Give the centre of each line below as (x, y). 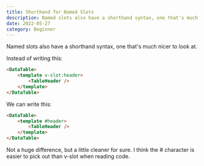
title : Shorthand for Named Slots (50, 12)
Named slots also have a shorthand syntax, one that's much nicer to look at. (102, 47)
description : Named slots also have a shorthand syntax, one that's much (102, 18)
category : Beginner (31, 29)
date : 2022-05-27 (28, 23)
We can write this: (29, 104)
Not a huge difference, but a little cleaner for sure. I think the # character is (100, 150)
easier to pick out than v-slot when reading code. (68, 156)
